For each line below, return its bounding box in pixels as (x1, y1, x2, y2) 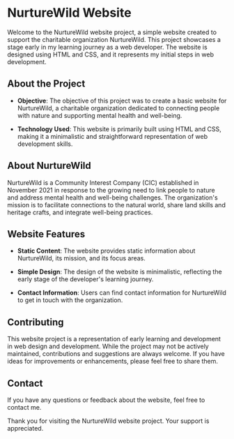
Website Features (7, 228, 86, 240)
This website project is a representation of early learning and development (7, 335, 221, 343)
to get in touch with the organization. (17, 296, 123, 304)
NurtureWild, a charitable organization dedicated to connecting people (17, 103, 220, 112)
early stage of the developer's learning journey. (17, 275, 154, 283)
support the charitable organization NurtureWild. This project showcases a (7, 35, 221, 43)
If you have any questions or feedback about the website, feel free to (7, 396, 205, 404)
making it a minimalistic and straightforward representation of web (17, 132, 208, 140)
